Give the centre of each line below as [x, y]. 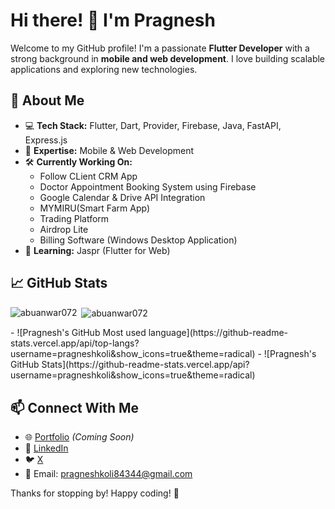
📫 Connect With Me [75, 407]
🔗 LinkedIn [46, 448]
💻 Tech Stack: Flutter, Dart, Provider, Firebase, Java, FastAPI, [153, 125]
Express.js [46, 140]
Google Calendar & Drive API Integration [122, 197]
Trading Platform [74, 218]
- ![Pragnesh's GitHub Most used [78, 333]
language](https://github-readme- [218, 333]
